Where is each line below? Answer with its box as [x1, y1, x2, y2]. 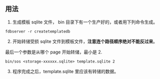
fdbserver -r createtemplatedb [5, 29, 70, 34]
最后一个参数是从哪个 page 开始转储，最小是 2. [5, 49, 102, 55]
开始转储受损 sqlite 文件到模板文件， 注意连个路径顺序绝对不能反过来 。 [12, 38, 158, 44]
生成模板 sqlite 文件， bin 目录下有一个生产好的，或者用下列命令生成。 [12, 19, 158, 25]
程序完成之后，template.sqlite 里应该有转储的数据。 [12, 68, 119, 74]
